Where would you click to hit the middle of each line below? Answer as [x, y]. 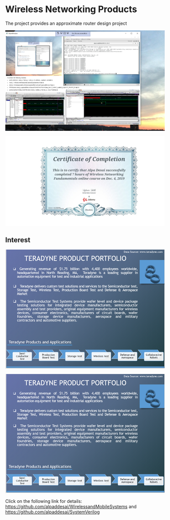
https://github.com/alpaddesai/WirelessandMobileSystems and [71, 506]
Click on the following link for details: [44, 501]
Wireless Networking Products [71, 9]
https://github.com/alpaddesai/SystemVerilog [53, 512]
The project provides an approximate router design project [66, 23]
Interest [18, 240]
